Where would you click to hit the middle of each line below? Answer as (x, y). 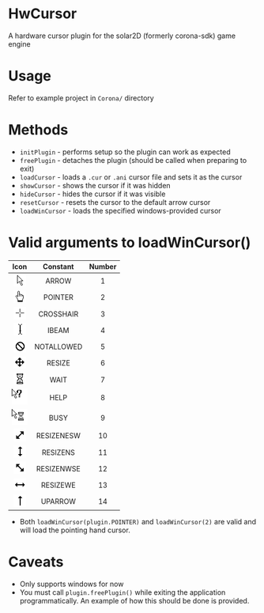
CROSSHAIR (58, 314)
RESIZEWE (58, 485)
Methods (38, 130)
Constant (58, 267)
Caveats (36, 562)
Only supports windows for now (72, 584)
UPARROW (58, 501)
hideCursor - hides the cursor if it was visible (92, 194)
